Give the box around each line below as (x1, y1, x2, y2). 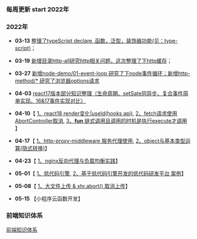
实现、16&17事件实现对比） (20, 97, 86, 104)
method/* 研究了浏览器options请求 (14, 77, 100, 84)
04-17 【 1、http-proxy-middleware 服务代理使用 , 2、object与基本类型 (14, 138, 186, 145)
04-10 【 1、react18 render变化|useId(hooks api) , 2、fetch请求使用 (14, 110, 178, 117)
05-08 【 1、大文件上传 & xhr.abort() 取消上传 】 (14, 183, 131, 190)
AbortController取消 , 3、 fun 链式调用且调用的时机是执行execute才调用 (14, 117, 188, 125)
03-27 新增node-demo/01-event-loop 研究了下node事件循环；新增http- (14, 70, 190, 77)
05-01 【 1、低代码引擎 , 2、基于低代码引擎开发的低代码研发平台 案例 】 (14, 170, 187, 177)
